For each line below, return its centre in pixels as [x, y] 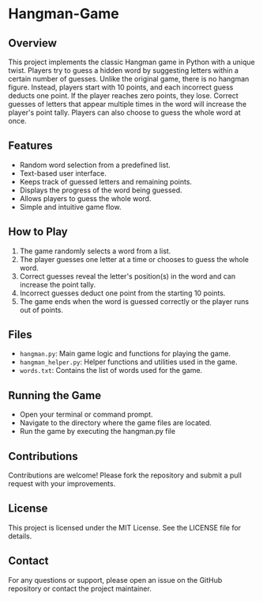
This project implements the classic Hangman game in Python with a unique [131, 62]
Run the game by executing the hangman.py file [98, 432]
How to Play [38, 232]
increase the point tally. [58, 284]
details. [20, 536]
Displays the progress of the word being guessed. [101, 190]
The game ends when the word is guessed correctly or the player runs [134, 301]
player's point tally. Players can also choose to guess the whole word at [124, 112]
